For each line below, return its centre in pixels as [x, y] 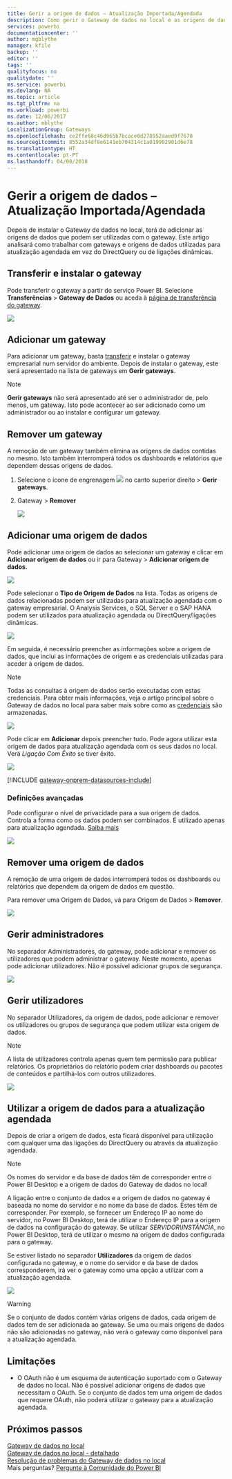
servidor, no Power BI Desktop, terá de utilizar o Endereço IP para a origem [114, 1220]
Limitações [31, 1361]
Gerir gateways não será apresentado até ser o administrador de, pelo [108, 398]
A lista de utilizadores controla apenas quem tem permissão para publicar [112, 1059]
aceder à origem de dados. [46, 663]
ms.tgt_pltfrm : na [33, 104]
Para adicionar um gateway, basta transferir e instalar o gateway [99, 356]
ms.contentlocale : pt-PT [43, 155]
